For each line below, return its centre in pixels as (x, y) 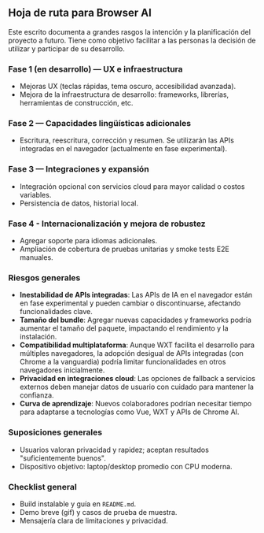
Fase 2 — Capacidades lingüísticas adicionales (99, 124)
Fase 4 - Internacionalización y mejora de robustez (107, 224)
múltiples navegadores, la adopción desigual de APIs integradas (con (131, 353)
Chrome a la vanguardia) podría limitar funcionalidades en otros (123, 362)
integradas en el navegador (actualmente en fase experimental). (123, 149)
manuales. (36, 257)
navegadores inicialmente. (62, 370)
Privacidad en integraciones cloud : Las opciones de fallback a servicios (137, 379)
